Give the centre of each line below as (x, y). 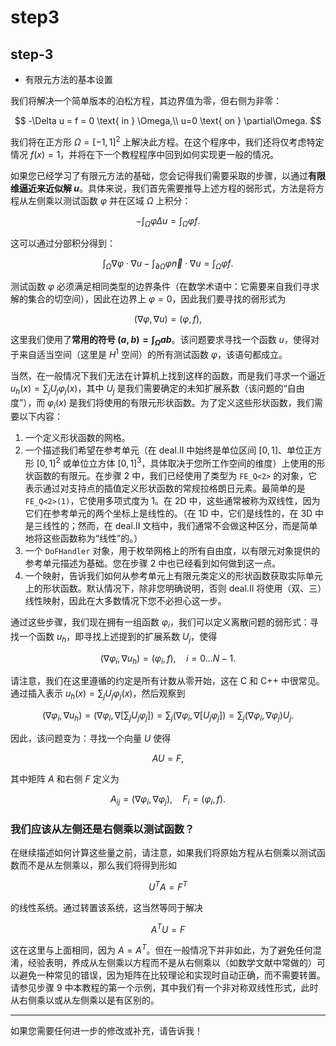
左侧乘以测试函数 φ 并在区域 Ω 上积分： (109, 200)
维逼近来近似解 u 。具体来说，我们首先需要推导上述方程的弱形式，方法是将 (163, 188)
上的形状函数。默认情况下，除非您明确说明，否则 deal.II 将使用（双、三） (173, 588)
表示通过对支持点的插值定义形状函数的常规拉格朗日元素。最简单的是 (165, 488)
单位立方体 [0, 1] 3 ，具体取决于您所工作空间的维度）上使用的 (194, 462)
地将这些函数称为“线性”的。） (83, 538)
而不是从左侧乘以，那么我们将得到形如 (97, 865)
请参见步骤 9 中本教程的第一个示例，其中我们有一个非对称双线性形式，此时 (164, 987)
